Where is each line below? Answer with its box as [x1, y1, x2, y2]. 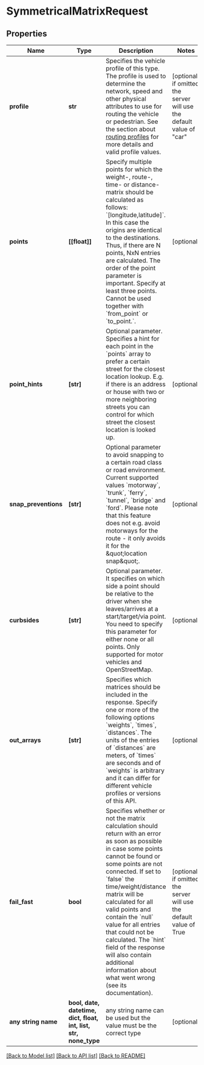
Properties [6, 29, 47, 39]
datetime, [68, 1006, 97, 1015]
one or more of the [105, 706, 159, 714]
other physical [105, 95, 147, 103]
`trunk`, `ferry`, [105, 489, 148, 497]
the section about [105, 125, 156, 133]
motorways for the [105, 526, 158, 535]
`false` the [105, 875, 135, 883]
